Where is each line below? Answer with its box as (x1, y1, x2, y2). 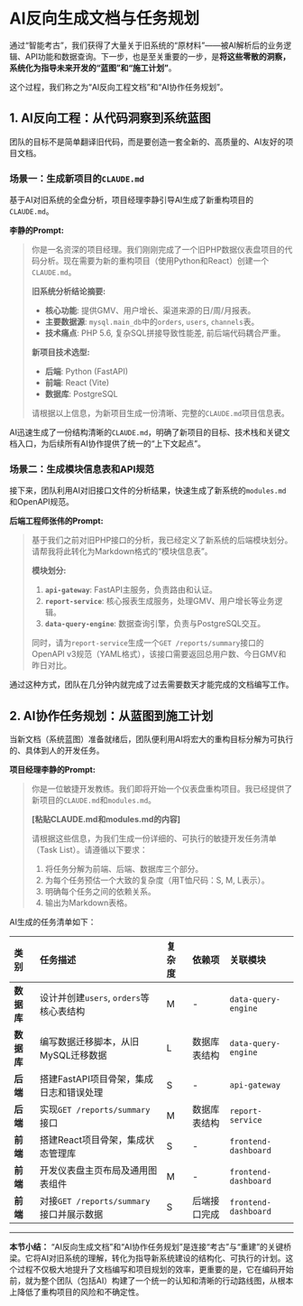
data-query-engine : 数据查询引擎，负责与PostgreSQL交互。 (44, 618, 266, 629)
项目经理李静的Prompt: (9, 764, 96, 775)
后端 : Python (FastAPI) (44, 366, 129, 377)
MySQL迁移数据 (39, 1049, 107, 1061)
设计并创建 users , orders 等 (39, 992, 151, 1005)
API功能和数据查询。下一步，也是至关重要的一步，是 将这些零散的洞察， (24, 51, 291, 61)
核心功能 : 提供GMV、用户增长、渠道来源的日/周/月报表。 (44, 305, 256, 316)
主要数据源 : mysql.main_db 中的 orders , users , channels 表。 (44, 317, 260, 328)
